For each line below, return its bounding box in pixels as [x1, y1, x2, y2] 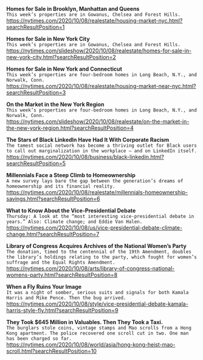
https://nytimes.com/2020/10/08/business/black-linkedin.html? [6, 154, 164, 160]
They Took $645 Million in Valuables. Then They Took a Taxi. [6, 319, 163, 325]
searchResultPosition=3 [6, 89, 66, 96]
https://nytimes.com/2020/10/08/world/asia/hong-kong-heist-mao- [6, 341, 176, 348]
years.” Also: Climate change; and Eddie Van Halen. [6, 219, 143, 225]
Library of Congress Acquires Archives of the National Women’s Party [6, 242, 187, 249]
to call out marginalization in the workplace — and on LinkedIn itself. [6, 148, 198, 154]
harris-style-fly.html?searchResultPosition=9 [6, 307, 119, 314]
